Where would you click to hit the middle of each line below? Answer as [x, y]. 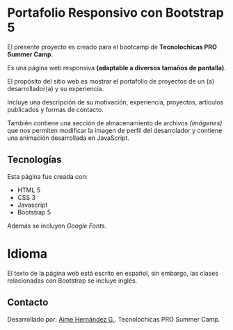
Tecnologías [34, 160]
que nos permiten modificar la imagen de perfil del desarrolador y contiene [115, 130]
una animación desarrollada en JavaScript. [69, 138]
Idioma [27, 254]
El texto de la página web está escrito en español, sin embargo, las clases [113, 273]
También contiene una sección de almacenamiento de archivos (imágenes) [115, 123]
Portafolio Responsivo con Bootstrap [115, 13]
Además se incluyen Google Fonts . [57, 226]
